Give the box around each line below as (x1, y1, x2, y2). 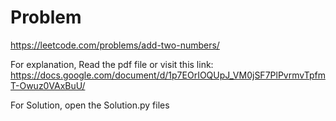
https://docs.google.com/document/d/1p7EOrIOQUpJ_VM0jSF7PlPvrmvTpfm (10, 69, 326, 81)
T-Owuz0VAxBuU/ (10, 79, 86, 91)
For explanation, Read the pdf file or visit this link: (10, 58, 214, 70)
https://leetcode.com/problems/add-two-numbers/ (10, 39, 220, 51)
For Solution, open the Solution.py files (10, 99, 170, 111)
